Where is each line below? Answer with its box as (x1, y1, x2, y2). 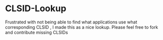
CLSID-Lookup (5, 3, 67, 14)
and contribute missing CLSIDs (5, 29, 68, 35)
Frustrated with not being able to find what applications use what (5, 19, 137, 25)
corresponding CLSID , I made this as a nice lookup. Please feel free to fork (5, 24, 158, 30)
